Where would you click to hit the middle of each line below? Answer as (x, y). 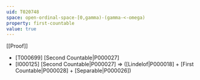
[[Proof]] (17, 46)
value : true (21, 29)
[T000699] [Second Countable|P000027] (67, 58)
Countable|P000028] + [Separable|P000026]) (73, 71)
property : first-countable (40, 23)
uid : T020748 (23, 12)
